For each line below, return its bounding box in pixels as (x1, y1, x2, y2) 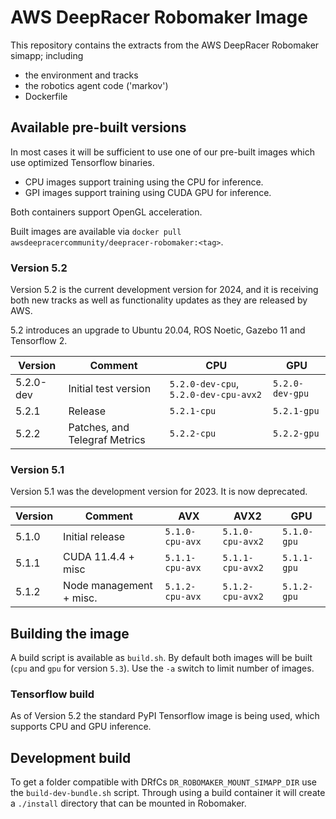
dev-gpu (272, 388, 310, 400)
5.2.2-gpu (272, 428, 320, 440)
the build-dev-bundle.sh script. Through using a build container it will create (10, 787, 326, 799)
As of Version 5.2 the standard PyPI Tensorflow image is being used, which (10, 710, 320, 722)
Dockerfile (24, 90, 68, 102)
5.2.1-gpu (272, 406, 320, 417)
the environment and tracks (24, 69, 139, 81)
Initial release (63, 530, 126, 544)
